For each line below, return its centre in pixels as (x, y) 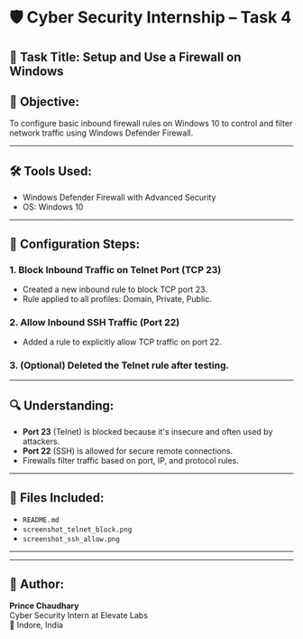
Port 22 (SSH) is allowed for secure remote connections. (128, 451)
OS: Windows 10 (53, 207)
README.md (41, 521)
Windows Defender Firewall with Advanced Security (119, 197)
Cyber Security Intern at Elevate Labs (79, 615)
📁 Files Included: (57, 498)
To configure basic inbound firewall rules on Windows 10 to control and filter (151, 124)
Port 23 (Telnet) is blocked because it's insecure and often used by (147, 432)
